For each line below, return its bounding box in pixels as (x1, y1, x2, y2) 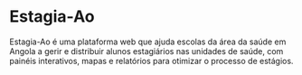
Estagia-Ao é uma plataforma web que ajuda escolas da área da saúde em (9, 36, 287, 47)
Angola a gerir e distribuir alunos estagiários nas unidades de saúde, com (9, 45, 284, 56)
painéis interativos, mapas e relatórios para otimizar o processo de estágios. (9, 55, 294, 66)
